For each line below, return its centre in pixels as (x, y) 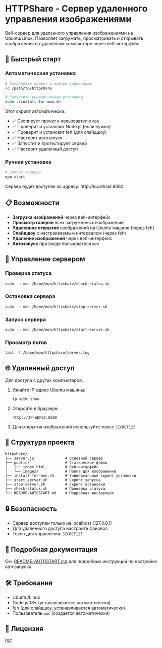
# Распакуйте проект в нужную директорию (49, 83)
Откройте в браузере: (35, 408)
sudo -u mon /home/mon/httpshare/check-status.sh (57, 284)
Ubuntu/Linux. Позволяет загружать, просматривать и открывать (74, 38)
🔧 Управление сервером (45, 259)
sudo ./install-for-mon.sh (33, 102)
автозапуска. (19, 567)
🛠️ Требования (29, 583)
